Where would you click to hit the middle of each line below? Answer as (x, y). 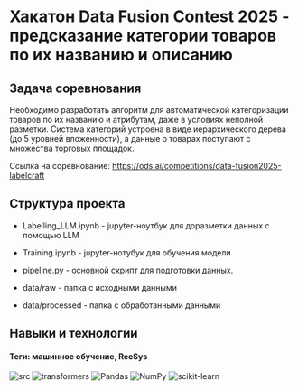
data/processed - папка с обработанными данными (121, 305)
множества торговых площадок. (72, 148)
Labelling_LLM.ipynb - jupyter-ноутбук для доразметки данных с (146, 225)
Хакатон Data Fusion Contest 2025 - (149, 17)
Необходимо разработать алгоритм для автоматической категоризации (149, 110)
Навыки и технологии (74, 334)
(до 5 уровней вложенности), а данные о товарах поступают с (130, 139)
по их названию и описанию (121, 55)
